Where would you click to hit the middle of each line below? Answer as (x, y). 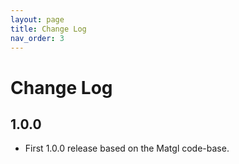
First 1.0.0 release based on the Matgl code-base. (127, 148)
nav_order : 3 (37, 38)
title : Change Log (48, 29)
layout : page (37, 19)
